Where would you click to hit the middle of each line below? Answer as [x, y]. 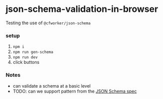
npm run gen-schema [33, 52]
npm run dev [25, 57]
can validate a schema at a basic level [52, 86]
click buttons [26, 62]
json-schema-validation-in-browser [82, 9]
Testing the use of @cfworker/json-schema [48, 23]
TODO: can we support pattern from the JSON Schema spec [75, 91]
